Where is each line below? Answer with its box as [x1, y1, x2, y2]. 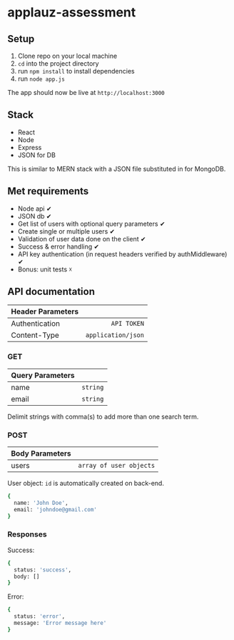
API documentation [7, 286, 95, 298]
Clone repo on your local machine [17, 51, 118, 60]
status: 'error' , [14, 613, 66, 620]
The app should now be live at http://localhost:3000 [7, 89, 166, 96]
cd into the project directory [17, 59, 99, 68]
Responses [7, 529, 48, 539]
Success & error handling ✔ [17, 242, 100, 251]
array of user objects [78, 461, 156, 470]
